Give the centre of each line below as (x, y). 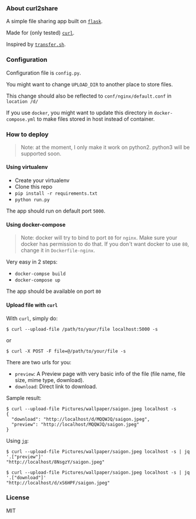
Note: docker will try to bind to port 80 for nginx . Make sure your (99, 238)
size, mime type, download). (49, 380)
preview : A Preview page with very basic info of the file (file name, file (100, 374)
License (18, 498)
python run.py (32, 200)
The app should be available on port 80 (54, 291)
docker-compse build (40, 274)
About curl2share (32, 8)
